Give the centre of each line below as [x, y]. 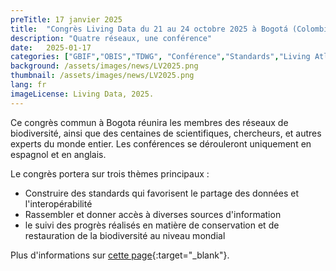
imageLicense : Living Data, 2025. [82, 94]
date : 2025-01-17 [51, 47]
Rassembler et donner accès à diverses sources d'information [153, 214]
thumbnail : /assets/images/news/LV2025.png [102, 76]
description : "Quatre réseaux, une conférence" [111, 38]
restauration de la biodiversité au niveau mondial [125, 235]
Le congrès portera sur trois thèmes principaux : [110, 173]
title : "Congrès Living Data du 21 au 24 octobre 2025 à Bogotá [149, 29]
